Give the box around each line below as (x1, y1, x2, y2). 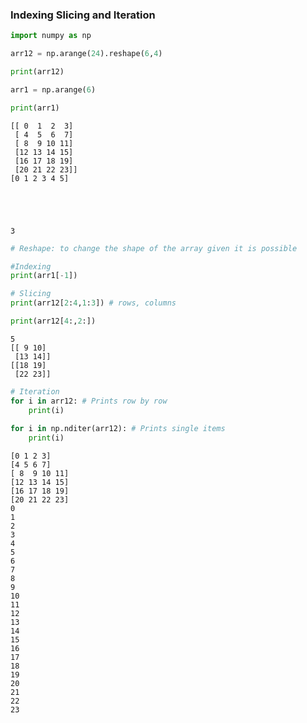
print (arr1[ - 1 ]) (10, 271, 78, 281)
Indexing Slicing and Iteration (10, 8, 156, 22)
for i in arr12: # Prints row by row (10, 396, 168, 406)
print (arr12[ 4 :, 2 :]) (10, 316, 97, 327)
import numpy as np (10, 31, 92, 41)
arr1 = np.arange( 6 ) (10, 84, 97, 95)
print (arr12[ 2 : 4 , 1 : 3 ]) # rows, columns (10, 298, 177, 308)
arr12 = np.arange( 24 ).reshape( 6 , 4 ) (10, 49, 163, 59)
